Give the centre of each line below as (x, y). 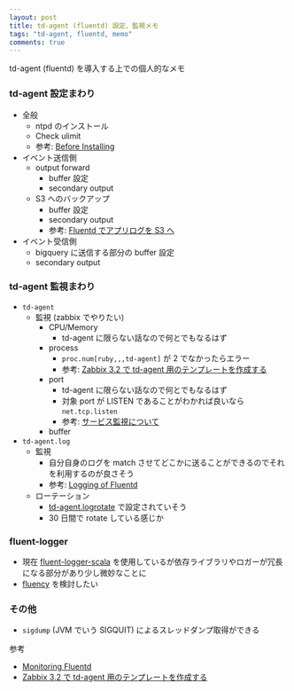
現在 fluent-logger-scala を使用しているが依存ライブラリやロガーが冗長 (152, 562)
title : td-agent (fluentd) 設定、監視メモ (84, 26)
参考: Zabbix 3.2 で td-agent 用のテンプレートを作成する (164, 369)
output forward (62, 167)
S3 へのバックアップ (73, 198)
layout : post (33, 17)
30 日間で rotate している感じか (106, 518)
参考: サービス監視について (110, 421)
